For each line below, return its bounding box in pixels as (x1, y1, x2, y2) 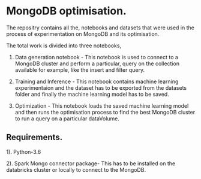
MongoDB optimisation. (6, 4, 127, 18)
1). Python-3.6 (6, 148, 41, 155)
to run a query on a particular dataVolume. (14, 115, 120, 122)
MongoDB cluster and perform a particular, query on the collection (14, 60, 180, 67)
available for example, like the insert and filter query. (14, 66, 145, 73)
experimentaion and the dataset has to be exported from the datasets (14, 84, 187, 91)
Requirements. (6, 132, 63, 142)
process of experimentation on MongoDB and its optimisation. (6, 30, 160, 37)
